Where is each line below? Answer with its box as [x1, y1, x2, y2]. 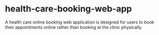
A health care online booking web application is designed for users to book [5, 19, 155, 25]
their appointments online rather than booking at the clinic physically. [5, 24, 143, 30]
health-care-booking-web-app [5, 3, 132, 14]
